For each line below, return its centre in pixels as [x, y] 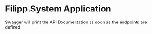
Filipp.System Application [58, 9]
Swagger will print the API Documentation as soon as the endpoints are [76, 22]
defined [13, 27]
